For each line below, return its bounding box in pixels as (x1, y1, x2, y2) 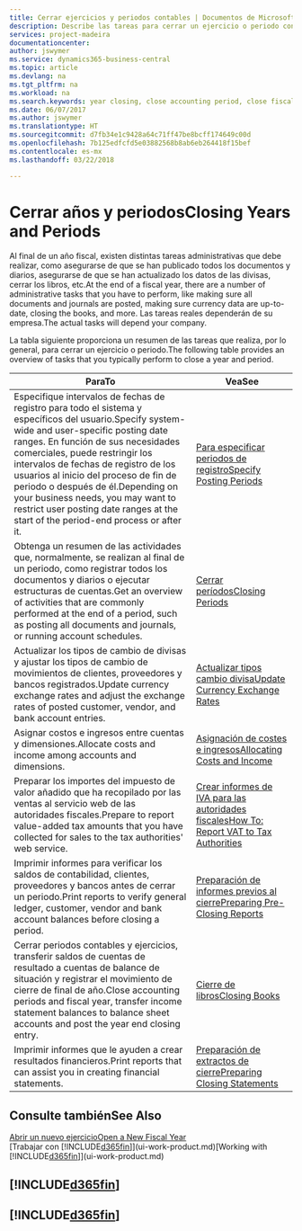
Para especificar (196, 442, 265, 454)
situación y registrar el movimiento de (13, 973, 173, 986)
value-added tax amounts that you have (13, 820, 184, 833)
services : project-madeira (9, 30, 111, 39)
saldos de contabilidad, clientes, (13, 869, 150, 881)
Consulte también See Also (9, 1108, 162, 1123)
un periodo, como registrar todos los (13, 563, 168, 575)
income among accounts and (13, 749, 137, 762)
